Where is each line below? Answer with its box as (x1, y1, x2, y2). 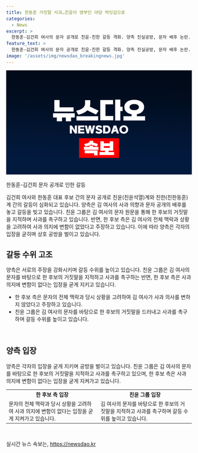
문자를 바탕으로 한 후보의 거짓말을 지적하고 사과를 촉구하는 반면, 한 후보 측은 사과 (6, 274, 192, 281)
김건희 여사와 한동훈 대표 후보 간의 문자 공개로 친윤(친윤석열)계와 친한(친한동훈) (6, 194, 189, 201)
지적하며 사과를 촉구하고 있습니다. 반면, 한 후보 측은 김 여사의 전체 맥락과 (12, 216, 179, 223)
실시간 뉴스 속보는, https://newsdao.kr (6, 441, 96, 448)
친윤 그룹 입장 (129, 391, 161, 398)
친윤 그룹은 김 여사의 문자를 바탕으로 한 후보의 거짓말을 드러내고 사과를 (14, 308, 177, 315)
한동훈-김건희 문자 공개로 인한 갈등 (6, 181, 86, 189)
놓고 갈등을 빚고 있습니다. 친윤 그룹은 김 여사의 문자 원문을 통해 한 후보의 (6, 209, 173, 216)
